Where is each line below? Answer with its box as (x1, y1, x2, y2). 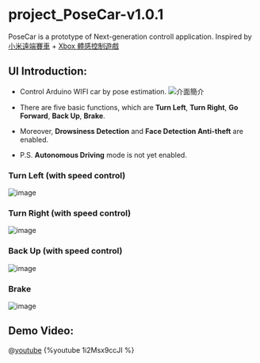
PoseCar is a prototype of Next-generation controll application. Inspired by (8, 32, 252, 41)
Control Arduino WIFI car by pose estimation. (19, 86, 167, 96)
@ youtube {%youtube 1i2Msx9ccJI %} (8, 345, 135, 354)
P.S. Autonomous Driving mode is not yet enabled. (19, 150, 188, 159)
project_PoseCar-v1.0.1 (8, 6, 164, 24)
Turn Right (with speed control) (8, 208, 132, 219)
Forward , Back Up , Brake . (19, 111, 105, 120)
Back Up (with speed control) (8, 246, 123, 257)
